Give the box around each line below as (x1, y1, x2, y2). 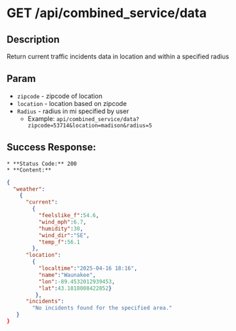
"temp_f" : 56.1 (38, 238, 80, 246)
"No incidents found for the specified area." (32, 305, 173, 312)
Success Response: (6, 141, 97, 154)
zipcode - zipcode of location (16, 91, 102, 100)
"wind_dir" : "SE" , (38, 231, 90, 239)
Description (6, 33, 60, 46)
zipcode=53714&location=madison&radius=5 (27, 122, 152, 129)
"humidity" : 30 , (38, 225, 83, 232)
